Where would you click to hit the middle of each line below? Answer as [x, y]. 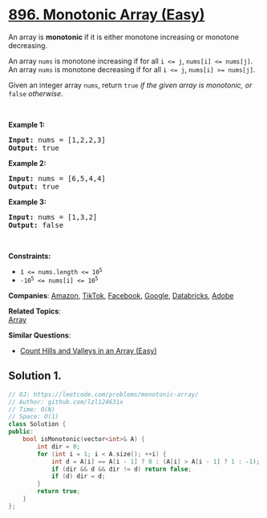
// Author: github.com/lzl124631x [66, 402]
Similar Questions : [40, 335]
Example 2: [27, 163]
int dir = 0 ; [59, 447]
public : [21, 432]
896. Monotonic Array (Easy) [107, 15]
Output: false [36, 225]
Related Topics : [35, 311]
